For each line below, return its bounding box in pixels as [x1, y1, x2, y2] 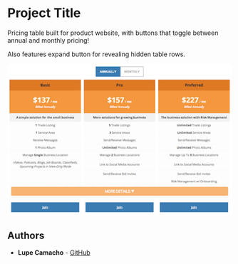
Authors [7, 229, 45, 241]
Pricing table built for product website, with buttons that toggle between [7, 28, 219, 37]
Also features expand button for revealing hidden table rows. [7, 50, 185, 58]
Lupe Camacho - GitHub [17, 248, 90, 257]
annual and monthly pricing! [7, 36, 90, 44]
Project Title [7, 5, 81, 21]
